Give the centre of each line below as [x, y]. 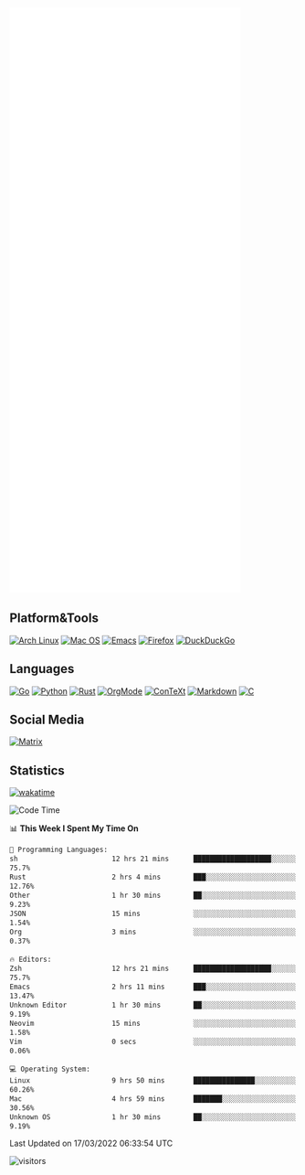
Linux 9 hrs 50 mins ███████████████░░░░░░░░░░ [153, 1081]
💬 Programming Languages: [58, 850]
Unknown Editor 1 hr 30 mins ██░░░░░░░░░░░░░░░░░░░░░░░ [153, 1005]
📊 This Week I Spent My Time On [74, 828]
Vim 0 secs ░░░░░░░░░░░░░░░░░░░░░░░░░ [153, 1042]
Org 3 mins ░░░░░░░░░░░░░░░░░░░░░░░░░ [153, 932]
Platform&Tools [54, 619]
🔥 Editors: [31, 960]
